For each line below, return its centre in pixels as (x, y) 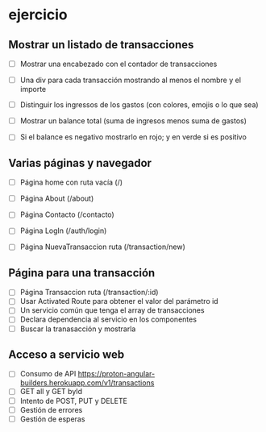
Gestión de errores (51, 409)
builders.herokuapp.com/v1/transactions (87, 383)
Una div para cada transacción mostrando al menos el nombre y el (131, 80)
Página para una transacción (82, 273)
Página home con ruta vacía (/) (71, 182)
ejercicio (38, 15)
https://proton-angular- (116, 374)
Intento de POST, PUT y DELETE (73, 401)
